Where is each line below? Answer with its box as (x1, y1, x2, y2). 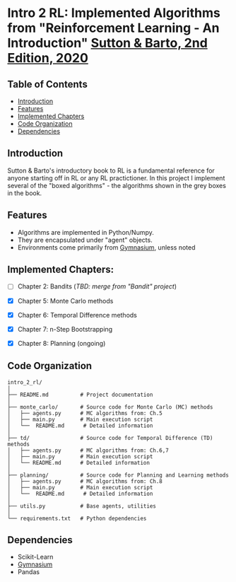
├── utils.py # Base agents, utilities (7, 502, 157, 510)
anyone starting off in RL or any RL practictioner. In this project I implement (7, 173, 225, 182)
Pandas (17, 568, 40, 576)
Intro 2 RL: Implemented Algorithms (7, 5, 220, 21)
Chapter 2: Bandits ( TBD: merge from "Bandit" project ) (17, 282, 177, 291)
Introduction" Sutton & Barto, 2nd (7, 35, 208, 51)
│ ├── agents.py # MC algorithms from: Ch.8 (7, 477, 163, 485)
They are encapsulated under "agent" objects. (17, 235, 153, 244)
